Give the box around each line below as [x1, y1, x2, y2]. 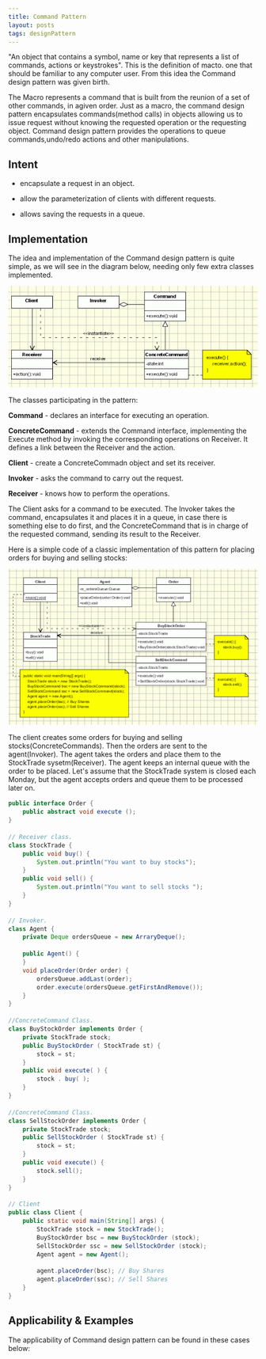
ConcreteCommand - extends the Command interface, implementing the [8, 426, 247, 435]
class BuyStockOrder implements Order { [8, 1025, 144, 1033]
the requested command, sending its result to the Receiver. [8, 529, 201, 538]
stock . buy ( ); [36, 1075, 90, 1084]
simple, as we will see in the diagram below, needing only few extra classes [8, 262, 255, 271]
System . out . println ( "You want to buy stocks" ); [36, 858, 196, 866]
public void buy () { [22, 849, 90, 858]
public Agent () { [22, 950, 80, 958]
